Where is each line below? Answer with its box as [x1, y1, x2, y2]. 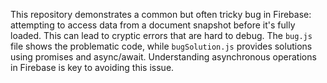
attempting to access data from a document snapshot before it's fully [10, 19, 296, 31]
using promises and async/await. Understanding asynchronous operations [10, 51, 317, 63]
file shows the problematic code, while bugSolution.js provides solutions [10, 40, 313, 52]
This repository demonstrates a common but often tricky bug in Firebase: [10, 9, 312, 20]
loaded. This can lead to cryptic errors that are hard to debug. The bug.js [10, 30, 313, 41]
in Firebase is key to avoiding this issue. [10, 62, 175, 73]
